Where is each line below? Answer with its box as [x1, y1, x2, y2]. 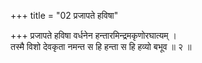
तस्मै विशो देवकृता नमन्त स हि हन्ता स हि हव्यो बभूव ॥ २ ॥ [10, 41, 192, 52]
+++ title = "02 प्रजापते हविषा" [10, 10, 119, 21]
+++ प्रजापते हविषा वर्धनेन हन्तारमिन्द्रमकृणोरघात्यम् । [10, 30, 177, 41]
